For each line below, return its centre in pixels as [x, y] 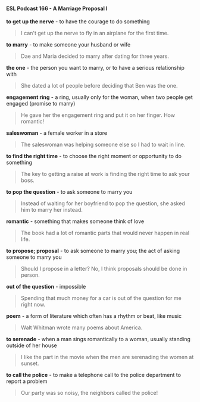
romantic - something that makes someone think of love [75, 221]
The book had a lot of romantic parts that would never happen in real [105, 233]
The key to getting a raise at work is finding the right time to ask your [105, 174]
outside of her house [32, 345]
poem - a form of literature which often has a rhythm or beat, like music [94, 316]
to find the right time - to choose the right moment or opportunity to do [94, 156]
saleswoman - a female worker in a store [57, 133]
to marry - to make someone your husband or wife [68, 45]
